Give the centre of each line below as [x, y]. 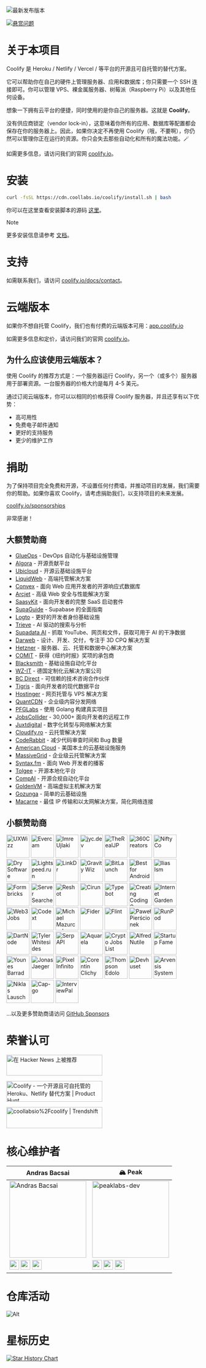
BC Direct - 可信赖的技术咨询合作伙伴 [62, 679]
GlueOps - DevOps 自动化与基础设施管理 [67, 556]
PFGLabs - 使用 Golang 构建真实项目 [62, 710]
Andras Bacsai [48, 1173]
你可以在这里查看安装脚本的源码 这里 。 [55, 210]
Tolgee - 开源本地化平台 [45, 771]
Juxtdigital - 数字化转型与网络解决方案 [63, 725]
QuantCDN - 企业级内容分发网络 [56, 702]
